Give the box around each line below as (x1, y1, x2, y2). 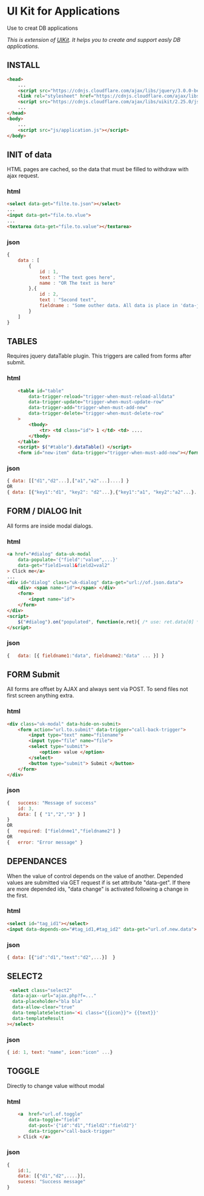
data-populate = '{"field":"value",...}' (18, 557, 119, 563)
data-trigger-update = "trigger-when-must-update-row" (28, 399, 165, 405)
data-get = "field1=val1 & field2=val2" (18, 562, 111, 568)
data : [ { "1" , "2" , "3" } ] (18, 811, 86, 817)
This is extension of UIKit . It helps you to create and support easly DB (7, 36, 181, 43)
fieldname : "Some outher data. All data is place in (39, 302, 178, 309)
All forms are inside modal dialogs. (7, 522, 93, 529)
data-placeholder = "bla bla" (12, 999, 84, 1005)
